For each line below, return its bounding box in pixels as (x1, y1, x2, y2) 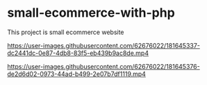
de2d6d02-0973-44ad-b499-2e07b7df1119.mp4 (7, 70, 146, 78)
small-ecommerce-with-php (7, 5, 175, 21)
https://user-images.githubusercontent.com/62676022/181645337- (7, 41, 200, 49)
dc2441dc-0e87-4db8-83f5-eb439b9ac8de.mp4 (7, 49, 149, 57)
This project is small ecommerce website (7, 28, 124, 36)
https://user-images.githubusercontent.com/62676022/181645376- (7, 62, 200, 70)
